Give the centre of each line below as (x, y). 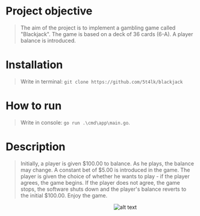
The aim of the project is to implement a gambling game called (98, 28)
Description (36, 147)
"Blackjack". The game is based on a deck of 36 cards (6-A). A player (107, 34)
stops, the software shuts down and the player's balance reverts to (103, 189)
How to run (34, 106)
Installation (34, 65)
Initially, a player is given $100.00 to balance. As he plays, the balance (107, 163)
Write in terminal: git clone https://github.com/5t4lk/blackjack (102, 81)
